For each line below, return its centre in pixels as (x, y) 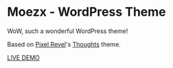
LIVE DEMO (23, 57)
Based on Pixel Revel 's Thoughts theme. (64, 44)
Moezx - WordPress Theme (86, 12)
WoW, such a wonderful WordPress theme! (68, 31)
